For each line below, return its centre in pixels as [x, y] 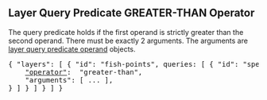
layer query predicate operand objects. [72, 49]
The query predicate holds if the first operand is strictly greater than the [126, 32]
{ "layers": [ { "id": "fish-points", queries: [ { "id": [124, 64]
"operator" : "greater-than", [84, 72]
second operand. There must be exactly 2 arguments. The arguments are [128, 40]
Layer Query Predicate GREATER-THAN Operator [132, 13]
